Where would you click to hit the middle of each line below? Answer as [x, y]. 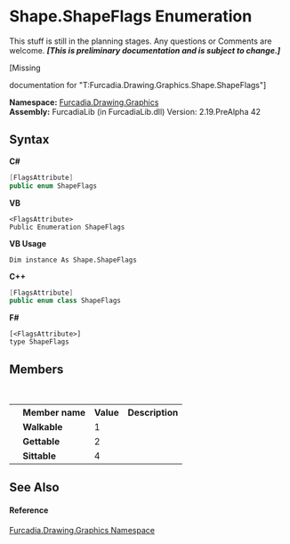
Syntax [29, 140]
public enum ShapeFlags [53, 186]
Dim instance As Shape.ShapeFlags [73, 260]
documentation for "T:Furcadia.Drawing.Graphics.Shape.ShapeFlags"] [138, 85]
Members [36, 369]
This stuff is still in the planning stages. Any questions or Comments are [141, 41]
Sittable [39, 456]
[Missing [25, 68]
